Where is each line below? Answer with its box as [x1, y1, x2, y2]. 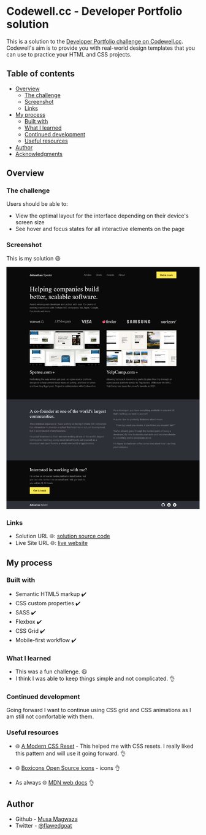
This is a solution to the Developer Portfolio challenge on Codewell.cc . [6, 37, 184, 45]
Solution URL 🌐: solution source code [15, 533, 110, 540]
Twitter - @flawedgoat [15, 821, 72, 829]
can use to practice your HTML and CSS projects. [6, 50, 132, 58]
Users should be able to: [6, 200, 69, 208]
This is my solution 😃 [6, 254, 61, 262]
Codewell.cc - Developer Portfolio [6, 4, 183, 18]
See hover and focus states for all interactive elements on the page [15, 225, 185, 233]
